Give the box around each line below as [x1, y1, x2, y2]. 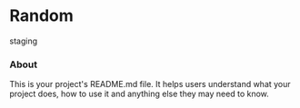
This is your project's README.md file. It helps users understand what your [9, 79, 291, 90]
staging [9, 35, 38, 46]
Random [9, 5, 75, 26]
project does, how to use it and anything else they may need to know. [9, 88, 270, 100]
